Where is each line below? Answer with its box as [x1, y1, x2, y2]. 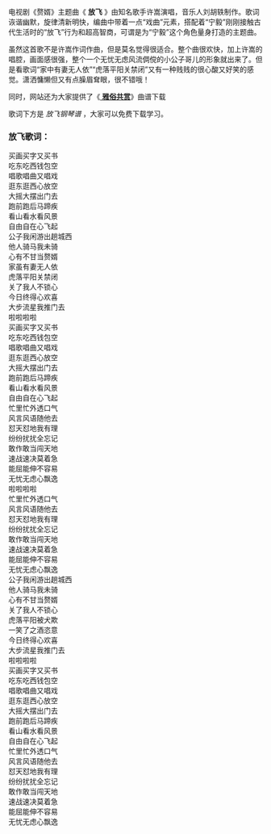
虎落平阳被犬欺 [8, 615, 58, 625]
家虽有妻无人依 [8, 262, 58, 272]
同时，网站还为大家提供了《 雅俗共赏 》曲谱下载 [8, 92, 166, 101]
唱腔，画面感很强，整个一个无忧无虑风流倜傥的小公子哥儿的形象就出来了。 [8, 55, 256, 64]
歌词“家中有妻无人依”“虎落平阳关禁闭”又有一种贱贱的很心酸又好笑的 [22, 65, 248, 74]
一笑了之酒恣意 [8, 625, 58, 635]
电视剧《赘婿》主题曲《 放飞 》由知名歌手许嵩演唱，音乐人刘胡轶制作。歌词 [8, 7, 260, 16]
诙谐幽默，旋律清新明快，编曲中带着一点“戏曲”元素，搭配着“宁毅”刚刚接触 [8, 17, 254, 27]
